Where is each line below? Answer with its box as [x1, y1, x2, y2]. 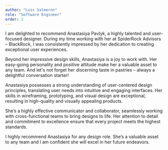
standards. [5, 124, 28, 130]
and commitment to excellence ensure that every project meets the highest [5, 119, 161, 125]
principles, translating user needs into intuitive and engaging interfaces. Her [5, 88, 162, 94]
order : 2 [5, 17, 24, 22]
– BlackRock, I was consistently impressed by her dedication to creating [5, 41, 154, 47]
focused [5, 36, 23, 42]
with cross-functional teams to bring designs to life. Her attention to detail [5, 113, 158, 119]
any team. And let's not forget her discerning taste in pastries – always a [5, 67, 155, 73]
